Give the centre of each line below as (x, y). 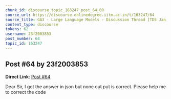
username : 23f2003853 (28, 34)
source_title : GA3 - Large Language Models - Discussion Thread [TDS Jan (86, 19)
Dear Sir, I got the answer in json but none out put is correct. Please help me (86, 86)
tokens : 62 (17, 29)
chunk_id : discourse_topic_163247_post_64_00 (55, 10)
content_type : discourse (32, 24)
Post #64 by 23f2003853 (47, 64)
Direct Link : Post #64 (28, 76)
